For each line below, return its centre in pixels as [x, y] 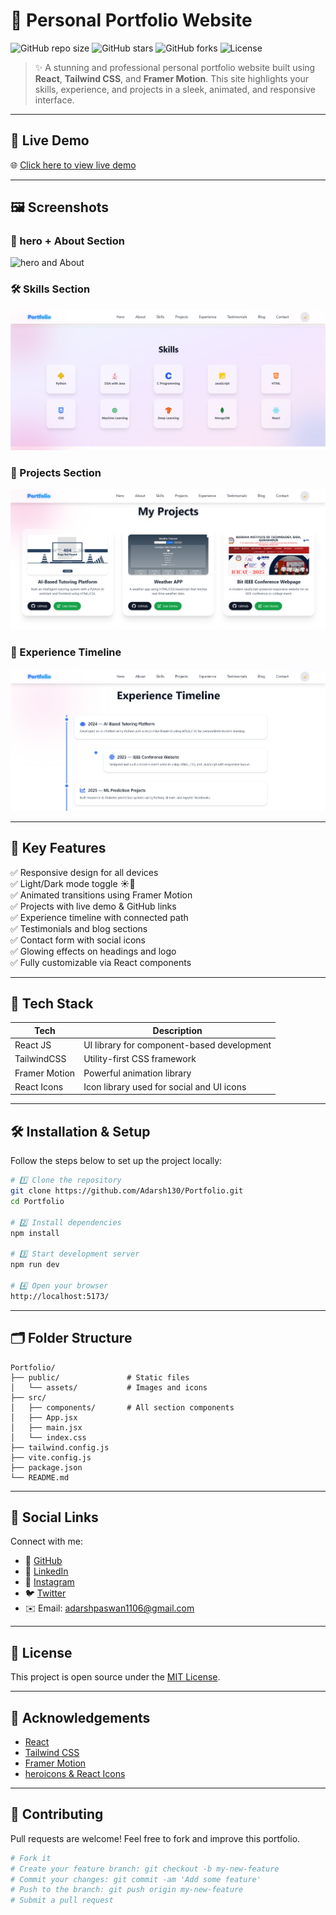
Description [177, 1030]
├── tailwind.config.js [60, 1447]
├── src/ [28, 1397]
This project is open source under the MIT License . [115, 1677]
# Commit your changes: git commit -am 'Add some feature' [136, 1879]
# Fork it [31, 1858]
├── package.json [46, 1467]
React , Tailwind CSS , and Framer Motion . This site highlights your [172, 78]
